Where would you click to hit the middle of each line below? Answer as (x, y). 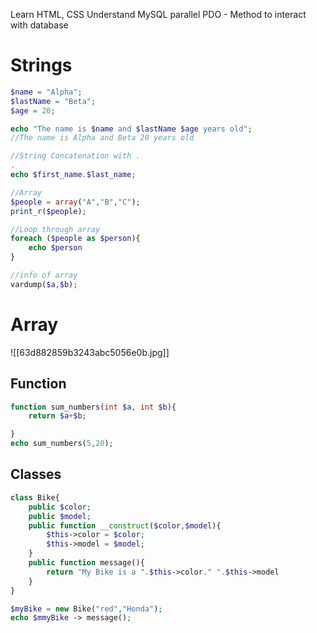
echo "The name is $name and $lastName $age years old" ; (131, 129)
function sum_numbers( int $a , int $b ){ (93, 407)
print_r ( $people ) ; (48, 211)
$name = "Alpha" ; (46, 92)
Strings (41, 65)
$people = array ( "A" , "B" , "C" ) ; (75, 202)
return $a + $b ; (57, 416)
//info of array (44, 275)
